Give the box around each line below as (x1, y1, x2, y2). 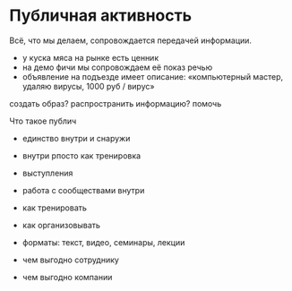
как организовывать (21, 219, 101, 230)
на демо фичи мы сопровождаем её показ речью (21, 62, 213, 73)
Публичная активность (9, 5, 193, 26)
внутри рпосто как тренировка (21, 150, 142, 161)
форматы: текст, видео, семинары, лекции (21, 236, 185, 247)
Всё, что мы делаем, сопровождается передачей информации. (9, 35, 253, 46)
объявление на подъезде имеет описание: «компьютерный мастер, (21, 71, 284, 81)
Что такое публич (9, 116, 77, 126)
